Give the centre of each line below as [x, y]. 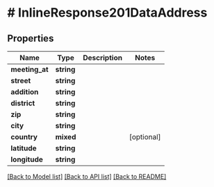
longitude [27, 159]
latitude [24, 148]
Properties [31, 38]
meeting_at [30, 69]
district [23, 103]
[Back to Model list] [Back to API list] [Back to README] [87, 177]
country [24, 137]
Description [103, 58]
